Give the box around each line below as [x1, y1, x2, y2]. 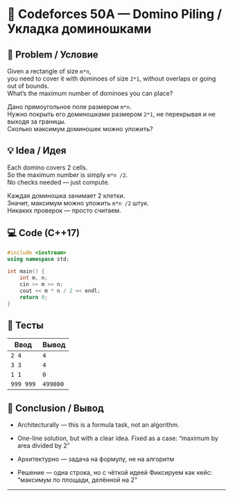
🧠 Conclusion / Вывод [7, 402, 104, 414]
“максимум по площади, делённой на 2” [17, 475, 137, 485]
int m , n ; [19, 274, 49, 282]
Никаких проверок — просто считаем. [7, 206, 121, 214]
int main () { [7, 268, 45, 275]
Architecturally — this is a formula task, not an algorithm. [17, 421, 180, 429]
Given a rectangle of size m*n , [7, 67, 92, 75]
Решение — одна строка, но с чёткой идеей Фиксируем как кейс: [17, 469, 213, 477]
